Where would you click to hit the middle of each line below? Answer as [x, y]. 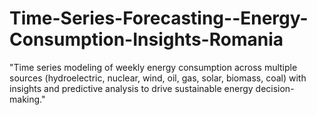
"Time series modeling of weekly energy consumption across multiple [153, 67]
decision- [275, 88]
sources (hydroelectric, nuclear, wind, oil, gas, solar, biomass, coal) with [158, 78]
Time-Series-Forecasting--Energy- [159, 18]
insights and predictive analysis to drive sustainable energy [131, 88]
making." [27, 99]
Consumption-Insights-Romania [146, 39]
